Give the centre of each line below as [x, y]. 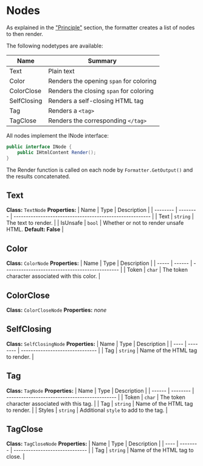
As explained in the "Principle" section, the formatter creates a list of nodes [101, 27]
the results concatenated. [38, 176]
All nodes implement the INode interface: [58, 135]
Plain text [61, 71]
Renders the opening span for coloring [102, 81]
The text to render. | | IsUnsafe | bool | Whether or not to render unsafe [95, 223]
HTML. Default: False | [35, 230]
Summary [102, 60]
